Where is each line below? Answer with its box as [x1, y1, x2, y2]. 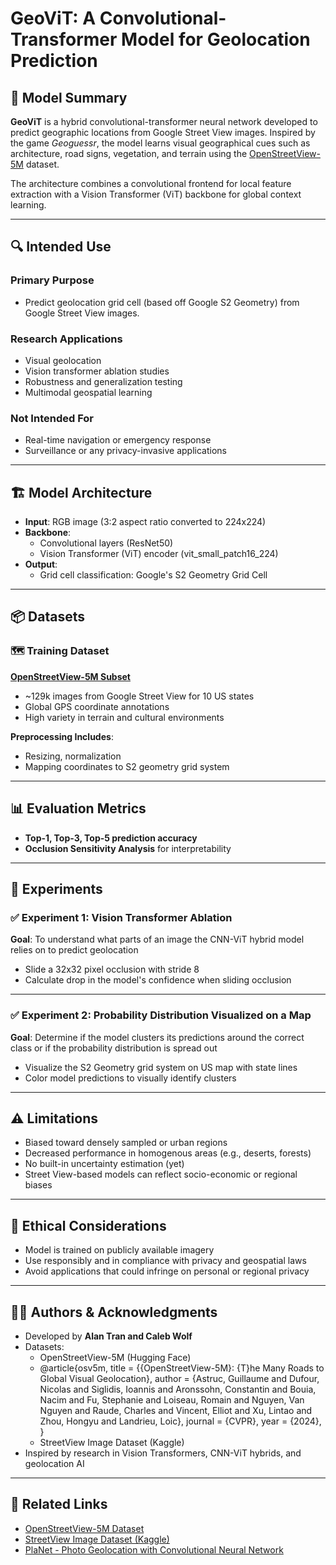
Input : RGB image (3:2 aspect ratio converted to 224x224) [24, 516, 267, 528]
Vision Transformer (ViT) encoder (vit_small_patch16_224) [39, 548, 279, 560]
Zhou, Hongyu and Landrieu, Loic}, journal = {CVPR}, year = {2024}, [39, 1415, 322, 1427]
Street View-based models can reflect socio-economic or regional [24, 1168, 298, 1181]
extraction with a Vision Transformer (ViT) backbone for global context [10, 188, 302, 200]
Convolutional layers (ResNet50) [39, 537, 174, 549]
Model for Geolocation [121, 28, 311, 51]
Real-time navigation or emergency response [24, 434, 212, 446]
